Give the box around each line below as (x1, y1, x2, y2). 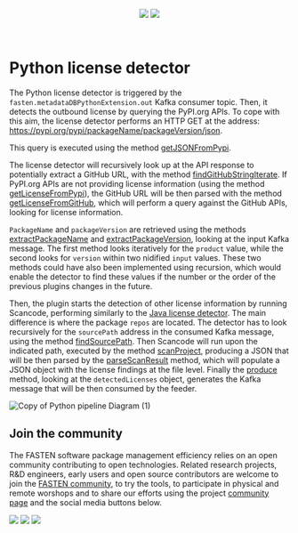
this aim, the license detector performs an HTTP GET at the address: (9, 116, 261, 126)
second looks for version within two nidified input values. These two (9, 252, 262, 262)
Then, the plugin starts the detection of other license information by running (9, 298, 287, 309)
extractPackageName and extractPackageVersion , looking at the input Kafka (9, 233, 290, 244)
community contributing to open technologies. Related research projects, (9, 459, 278, 470)
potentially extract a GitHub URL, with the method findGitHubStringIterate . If (9, 169, 287, 180)
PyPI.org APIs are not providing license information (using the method (9, 178, 265, 189)
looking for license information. (9, 206, 124, 217)
